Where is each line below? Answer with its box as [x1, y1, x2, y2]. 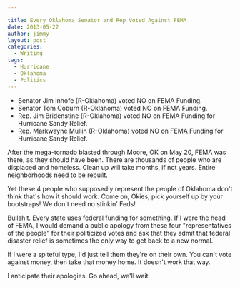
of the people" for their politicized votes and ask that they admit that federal [7, 228, 231, 237]
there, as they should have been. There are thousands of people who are [7, 155, 222, 164]
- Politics [14, 76, 46, 84]
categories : [7, 44, 43, 51]
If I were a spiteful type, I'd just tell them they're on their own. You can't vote [7, 250, 232, 258]
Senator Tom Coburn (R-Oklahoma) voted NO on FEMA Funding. [17, 104, 208, 112]
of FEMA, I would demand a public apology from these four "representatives [7, 221, 232, 229]
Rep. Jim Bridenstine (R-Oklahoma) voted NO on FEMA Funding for [17, 111, 216, 120]
